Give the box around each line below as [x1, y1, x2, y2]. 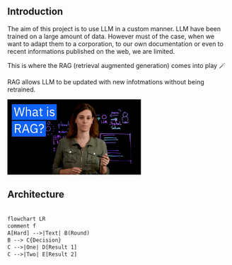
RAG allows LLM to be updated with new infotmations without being [7, 77, 204, 86]
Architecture [7, 188, 65, 201]
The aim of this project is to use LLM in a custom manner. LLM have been [7, 24, 221, 33]
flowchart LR [7, 215, 46, 222]
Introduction [7, 6, 64, 18]
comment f [7, 222, 37, 230]
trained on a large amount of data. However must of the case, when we [7, 32, 214, 40]
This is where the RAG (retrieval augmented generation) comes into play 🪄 [7, 61, 226, 69]
